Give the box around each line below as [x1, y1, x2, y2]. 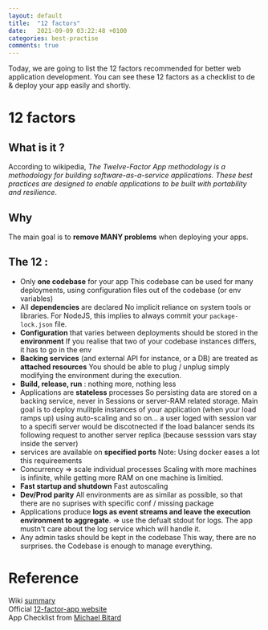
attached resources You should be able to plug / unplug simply [19, 362, 230, 372]
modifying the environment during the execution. [19, 370, 182, 380]
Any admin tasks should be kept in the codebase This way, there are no [19, 532, 257, 542]
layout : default [8, 11, 63, 20]
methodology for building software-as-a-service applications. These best [8, 170, 253, 181]
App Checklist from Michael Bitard [8, 612, 122, 622]
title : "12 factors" [8, 19, 81, 27]
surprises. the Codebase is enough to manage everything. [19, 541, 213, 551]
